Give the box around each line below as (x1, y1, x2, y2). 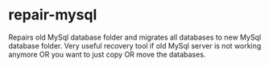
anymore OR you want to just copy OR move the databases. (8, 49, 206, 59)
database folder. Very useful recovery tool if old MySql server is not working (8, 40, 262, 50)
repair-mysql (8, 6, 97, 24)
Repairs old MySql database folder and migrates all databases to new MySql (8, 32, 262, 42)
